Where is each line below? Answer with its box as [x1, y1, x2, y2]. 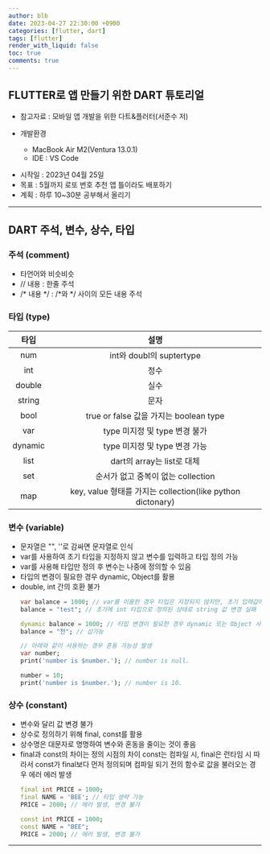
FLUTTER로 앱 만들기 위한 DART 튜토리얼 [8, 89, 205, 102]
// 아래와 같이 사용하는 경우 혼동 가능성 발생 [19, 642, 153, 650]
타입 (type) [8, 311, 51, 323]
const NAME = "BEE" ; [19, 823, 89, 831]
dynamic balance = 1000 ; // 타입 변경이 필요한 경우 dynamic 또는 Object [19, 620, 252, 628]
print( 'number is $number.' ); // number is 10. [19, 679, 182, 687]
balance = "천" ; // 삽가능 [19, 627, 104, 636]
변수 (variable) [8, 522, 64, 533]
